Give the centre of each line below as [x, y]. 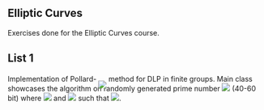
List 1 [21, 59]
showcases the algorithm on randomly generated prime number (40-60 [132, 88]
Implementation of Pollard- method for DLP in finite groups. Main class [130, 78]
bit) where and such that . [65, 98]
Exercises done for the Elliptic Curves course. [83, 32]
